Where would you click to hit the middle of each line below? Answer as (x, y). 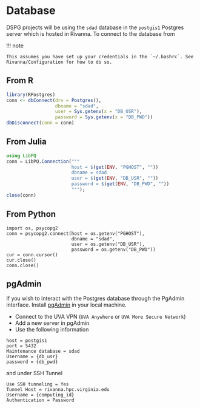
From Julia (26, 142)
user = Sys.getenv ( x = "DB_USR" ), (98, 112)
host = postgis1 (27, 341)
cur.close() (21, 260)
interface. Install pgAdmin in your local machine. (67, 305)
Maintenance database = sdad (43, 352)
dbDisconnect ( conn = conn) (40, 123)
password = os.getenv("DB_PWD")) (113, 250)
